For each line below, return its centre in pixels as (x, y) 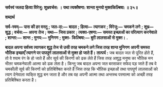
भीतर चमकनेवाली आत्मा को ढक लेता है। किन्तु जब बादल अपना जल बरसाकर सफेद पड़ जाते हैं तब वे (81, 64)
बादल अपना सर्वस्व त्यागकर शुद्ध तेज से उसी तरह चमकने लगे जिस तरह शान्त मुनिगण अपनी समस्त (77, 47)
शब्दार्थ (10, 17)
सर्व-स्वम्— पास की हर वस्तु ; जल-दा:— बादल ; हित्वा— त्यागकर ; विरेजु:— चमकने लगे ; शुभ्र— (79, 27)
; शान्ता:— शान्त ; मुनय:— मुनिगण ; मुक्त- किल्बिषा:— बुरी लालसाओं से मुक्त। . (66, 38)
